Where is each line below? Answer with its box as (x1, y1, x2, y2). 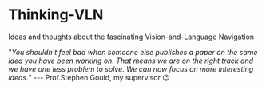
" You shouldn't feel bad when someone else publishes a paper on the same (8, 47, 258, 57)
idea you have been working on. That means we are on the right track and (8, 56, 254, 65)
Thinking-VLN (8, 6, 104, 24)
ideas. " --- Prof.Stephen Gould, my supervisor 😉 (8, 72, 170, 82)
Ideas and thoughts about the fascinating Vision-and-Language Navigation (8, 32, 254, 41)
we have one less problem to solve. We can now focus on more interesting (8, 64, 254, 73)
